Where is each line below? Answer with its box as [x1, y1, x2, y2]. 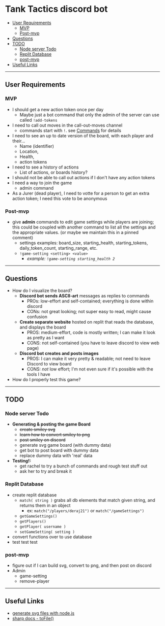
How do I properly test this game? [12, 376, 81, 382]
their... [12, 138, 26, 144]
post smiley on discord [19, 437, 66, 443]
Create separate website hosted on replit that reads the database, [19, 319, 155, 325]
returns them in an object [19, 502, 71, 508]
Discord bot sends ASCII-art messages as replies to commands [19, 293, 150, 298]
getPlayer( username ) [19, 524, 66, 529]
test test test [12, 539, 38, 545]
